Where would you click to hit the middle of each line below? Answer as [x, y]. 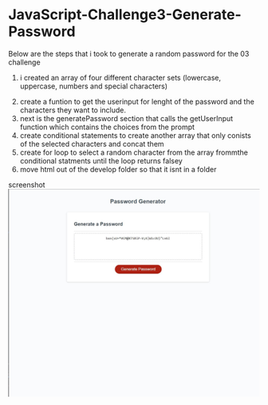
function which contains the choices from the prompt [107, 127]
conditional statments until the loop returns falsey [101, 160]
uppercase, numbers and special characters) [94, 86]
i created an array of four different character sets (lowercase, [120, 77]
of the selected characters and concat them [92, 144]
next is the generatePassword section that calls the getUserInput [126, 118]
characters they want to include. [73, 110]
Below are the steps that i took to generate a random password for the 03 [129, 53]
